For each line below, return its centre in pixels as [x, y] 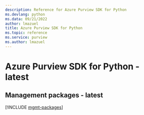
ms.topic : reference [26, 33]
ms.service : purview [26, 38]
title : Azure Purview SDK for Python [44, 28]
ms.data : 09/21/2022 [26, 19]
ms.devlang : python [25, 14]
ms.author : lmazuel [25, 42]
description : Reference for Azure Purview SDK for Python [66, 10]
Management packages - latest [54, 95]
